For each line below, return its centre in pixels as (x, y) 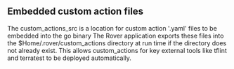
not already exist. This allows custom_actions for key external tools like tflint (117, 50)
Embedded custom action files (76, 11)
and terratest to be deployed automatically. (70, 58)
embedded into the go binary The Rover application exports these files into (116, 36)
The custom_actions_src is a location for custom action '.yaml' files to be (112, 28)
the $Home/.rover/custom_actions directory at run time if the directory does (117, 43)
